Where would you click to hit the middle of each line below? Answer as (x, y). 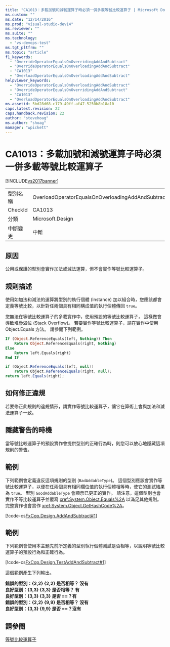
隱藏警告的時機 (29, 430)
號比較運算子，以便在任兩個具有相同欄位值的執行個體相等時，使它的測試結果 (85, 487)
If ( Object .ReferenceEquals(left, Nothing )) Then (59, 339)
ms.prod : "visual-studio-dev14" (39, 24)
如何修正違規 (25, 393)
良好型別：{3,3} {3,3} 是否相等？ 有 (42, 590)
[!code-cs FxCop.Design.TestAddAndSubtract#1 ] (56, 563)
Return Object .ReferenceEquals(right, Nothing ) (65, 343)
